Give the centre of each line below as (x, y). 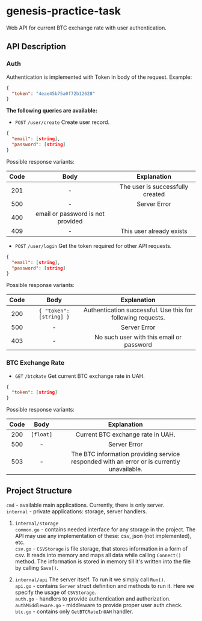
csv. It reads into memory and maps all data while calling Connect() (98, 555)
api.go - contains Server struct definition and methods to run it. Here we (104, 585)
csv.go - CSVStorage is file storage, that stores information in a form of (101, 548)
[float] (42, 435)
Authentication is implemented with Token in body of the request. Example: (99, 77)
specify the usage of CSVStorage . (55, 592)
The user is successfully (154, 187)
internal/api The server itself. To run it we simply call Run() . (90, 579)
